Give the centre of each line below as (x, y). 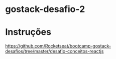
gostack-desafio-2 (45, 9)
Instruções (28, 32)
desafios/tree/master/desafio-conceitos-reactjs (54, 51)
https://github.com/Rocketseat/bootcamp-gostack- (58, 46)
